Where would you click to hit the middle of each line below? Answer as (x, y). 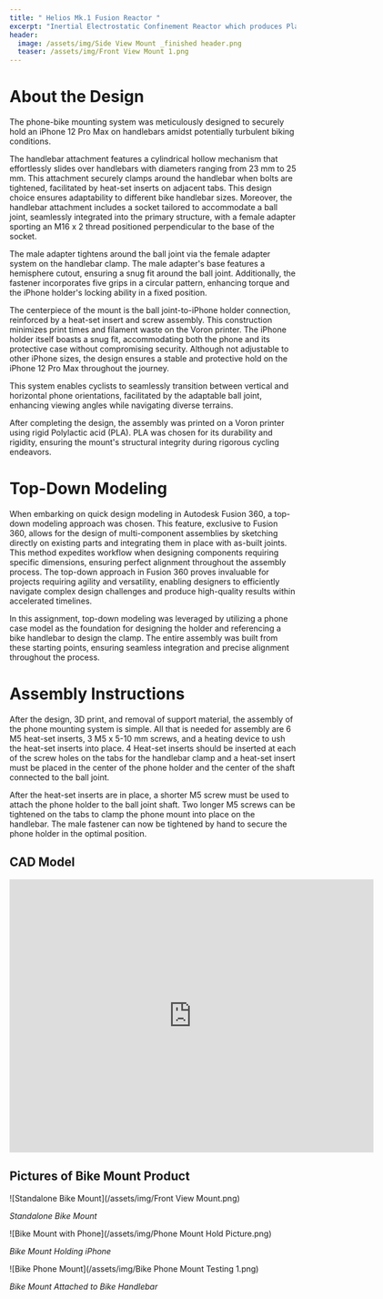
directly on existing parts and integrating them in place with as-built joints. (148, 543)
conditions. (30, 141)
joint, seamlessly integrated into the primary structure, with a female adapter (152, 217)
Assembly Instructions (97, 694)
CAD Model (42, 863)
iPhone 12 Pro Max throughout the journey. (90, 369)
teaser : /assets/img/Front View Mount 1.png (103, 52)
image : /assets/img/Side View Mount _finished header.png (130, 43)
